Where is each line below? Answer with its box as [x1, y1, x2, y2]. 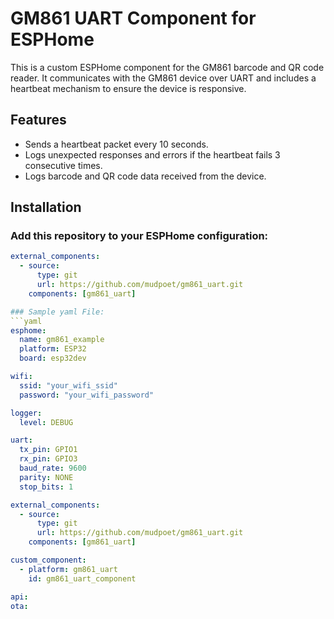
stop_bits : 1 [19, 482, 74, 492]
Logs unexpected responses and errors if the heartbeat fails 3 [24, 148, 281, 161]
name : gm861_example [19, 335, 105, 345]
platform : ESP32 [19, 344, 87, 354]
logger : [10, 408, 43, 418]
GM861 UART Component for [10, 7, 257, 30]
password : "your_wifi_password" [19, 390, 155, 400]
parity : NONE [19, 472, 74, 482]
